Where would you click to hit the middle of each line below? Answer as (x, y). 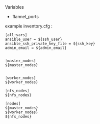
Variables (14, 7)
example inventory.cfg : (29, 26)
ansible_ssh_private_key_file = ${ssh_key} (50, 44)
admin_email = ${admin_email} (36, 48)
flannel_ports (25, 16)
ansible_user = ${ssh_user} (34, 39)
